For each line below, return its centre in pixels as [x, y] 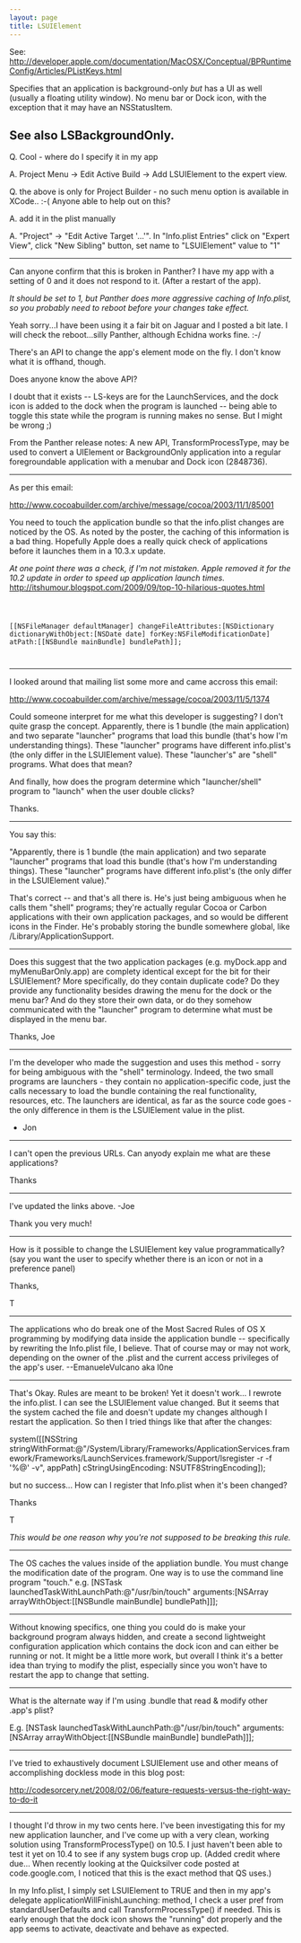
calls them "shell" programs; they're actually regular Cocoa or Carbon [138, 907]
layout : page [34, 18]
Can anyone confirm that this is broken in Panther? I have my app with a [142, 271]
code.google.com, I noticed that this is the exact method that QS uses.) [141, 1873]
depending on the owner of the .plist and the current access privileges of [144, 1358]
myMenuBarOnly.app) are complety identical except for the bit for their [140, 972]
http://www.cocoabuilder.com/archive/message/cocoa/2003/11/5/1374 [140, 699]
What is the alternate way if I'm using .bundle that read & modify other [139, 1701]
